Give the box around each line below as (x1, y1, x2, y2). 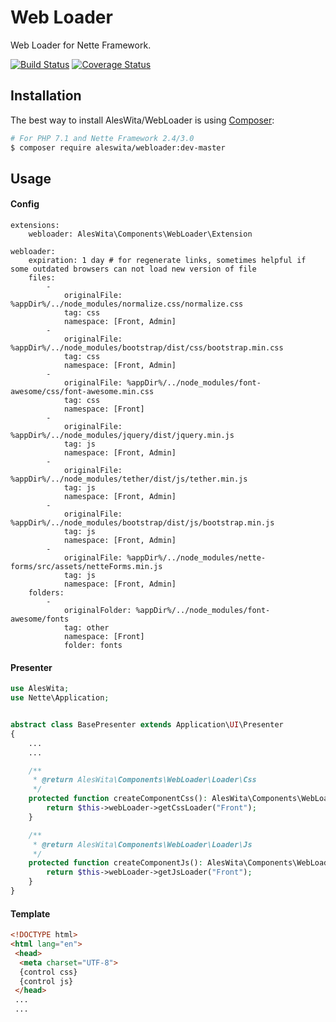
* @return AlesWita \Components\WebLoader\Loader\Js (32, 839, 253, 850)
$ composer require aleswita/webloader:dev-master (10, 142, 226, 153)
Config (10, 198, 40, 210)
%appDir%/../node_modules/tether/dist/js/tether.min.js (10, 474, 248, 485)
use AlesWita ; (10, 684, 70, 694)
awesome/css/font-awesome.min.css (10, 387, 155, 397)
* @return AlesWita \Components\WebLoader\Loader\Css (32, 775, 257, 785)
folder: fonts (63, 641, 123, 651)
